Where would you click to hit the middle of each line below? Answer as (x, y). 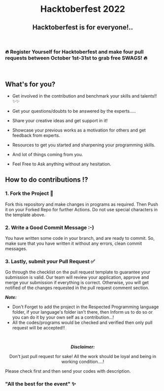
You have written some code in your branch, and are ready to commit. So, (80, 238)
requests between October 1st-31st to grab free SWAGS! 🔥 (76, 58)
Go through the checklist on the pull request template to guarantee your (78, 272)
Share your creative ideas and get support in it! (60, 121)
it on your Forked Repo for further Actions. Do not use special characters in (81, 209)
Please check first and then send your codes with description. (68, 371)
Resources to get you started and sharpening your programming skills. (84, 145)
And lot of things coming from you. (48, 155)
